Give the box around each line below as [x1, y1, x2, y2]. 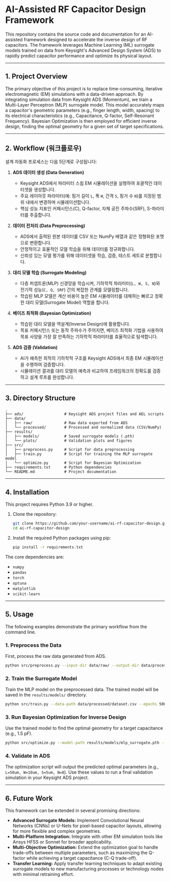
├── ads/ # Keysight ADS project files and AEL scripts [5, 412, 164, 417]
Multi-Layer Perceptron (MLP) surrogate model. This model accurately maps [5, 101, 164, 108]
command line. [5, 629, 36, 635]
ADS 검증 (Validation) [12, 344, 58, 350]
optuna [12, 581, 27, 586]
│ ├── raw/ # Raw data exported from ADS [5, 420, 128, 426]
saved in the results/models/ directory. [5, 692, 87, 698]
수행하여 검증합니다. [25, 361, 65, 367]
